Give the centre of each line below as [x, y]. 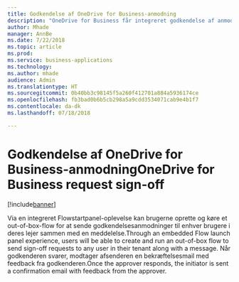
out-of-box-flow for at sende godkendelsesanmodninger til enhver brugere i [119, 225]
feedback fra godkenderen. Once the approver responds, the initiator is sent [118, 263]
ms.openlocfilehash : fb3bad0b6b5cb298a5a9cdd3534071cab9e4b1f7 [103, 100]
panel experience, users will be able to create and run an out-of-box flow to [118, 240]
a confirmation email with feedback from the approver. [87, 271]
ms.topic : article [34, 47]
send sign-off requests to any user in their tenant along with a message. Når [119, 248]
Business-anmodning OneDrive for [111, 169]
